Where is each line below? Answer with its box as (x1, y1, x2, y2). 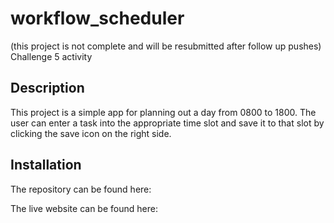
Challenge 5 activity (10, 50, 93, 62)
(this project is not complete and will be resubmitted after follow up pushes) (10, 40, 322, 52)
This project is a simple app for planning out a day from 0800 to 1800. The (10, 106, 317, 118)
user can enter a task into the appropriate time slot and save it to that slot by (10, 117, 325, 129)
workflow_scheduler (10, 7, 185, 30)
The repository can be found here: (10, 183, 152, 195)
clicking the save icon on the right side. (10, 127, 172, 139)
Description (10, 80, 85, 97)
